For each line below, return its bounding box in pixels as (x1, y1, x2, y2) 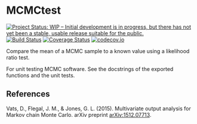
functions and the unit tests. (6, 72, 75, 79)
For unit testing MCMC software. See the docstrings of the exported (6, 65, 174, 72)
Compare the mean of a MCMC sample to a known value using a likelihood (6, 47, 190, 54)
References (6, 89, 50, 99)
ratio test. (6, 54, 30, 61)
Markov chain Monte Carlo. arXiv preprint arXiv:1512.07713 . (6, 111, 152, 118)
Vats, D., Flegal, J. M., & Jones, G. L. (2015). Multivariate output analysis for (6, 105, 191, 112)
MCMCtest (6, 4, 61, 17)
